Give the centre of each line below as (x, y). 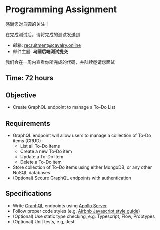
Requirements (28, 123)
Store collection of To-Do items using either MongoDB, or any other (82, 167)
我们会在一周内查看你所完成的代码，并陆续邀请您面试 (60, 62)
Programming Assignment (61, 9)
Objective (21, 95)
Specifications (28, 194)
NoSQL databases (31, 172)
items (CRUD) (27, 140)
